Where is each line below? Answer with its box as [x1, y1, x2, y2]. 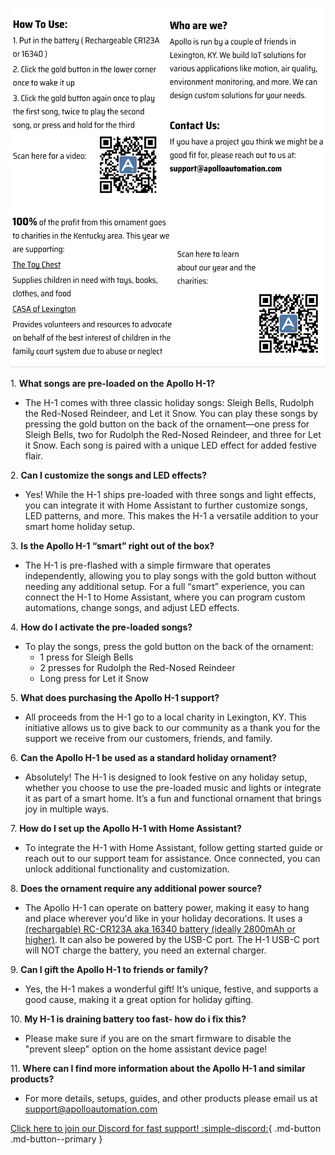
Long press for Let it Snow [39, 673, 149, 685]
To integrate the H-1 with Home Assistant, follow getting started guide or [24, 842, 324, 854]
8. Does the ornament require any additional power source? [10, 883, 263, 895]
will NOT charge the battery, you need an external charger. [24, 944, 267, 957]
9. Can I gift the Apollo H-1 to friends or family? [10, 964, 209, 976]
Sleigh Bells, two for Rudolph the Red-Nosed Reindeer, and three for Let [24, 429, 322, 441]
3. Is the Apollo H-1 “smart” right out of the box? [10, 540, 215, 552]
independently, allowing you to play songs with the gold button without [24, 570, 317, 582]
